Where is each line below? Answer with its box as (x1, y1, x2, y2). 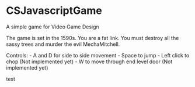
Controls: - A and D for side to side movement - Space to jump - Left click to (6, 52, 190, 59)
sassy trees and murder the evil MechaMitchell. (6, 41, 120, 48)
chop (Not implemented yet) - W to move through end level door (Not (6, 58, 173, 65)
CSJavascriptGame (6, 4, 102, 17)
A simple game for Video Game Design (6, 23, 99, 30)
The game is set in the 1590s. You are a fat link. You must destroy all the (6, 34, 179, 41)
